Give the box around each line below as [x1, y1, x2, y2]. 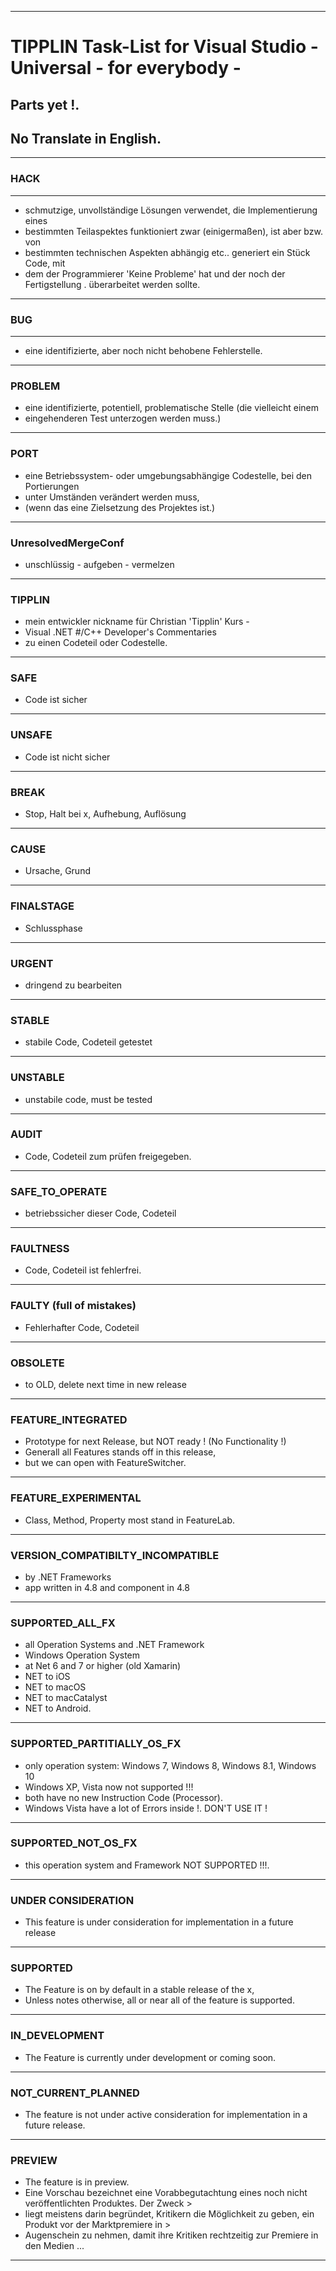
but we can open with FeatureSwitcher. [24, 1457, 187, 1469]
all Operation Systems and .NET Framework [24, 1639, 205, 1651]
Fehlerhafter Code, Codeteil [24, 1321, 140, 1333]
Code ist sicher [24, 694, 88, 706]
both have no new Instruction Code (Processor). [24, 1791, 224, 1803]
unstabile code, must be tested [24, 1093, 153, 1105]
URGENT [10, 956, 54, 970]
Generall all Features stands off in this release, [24, 1446, 217, 1458]
